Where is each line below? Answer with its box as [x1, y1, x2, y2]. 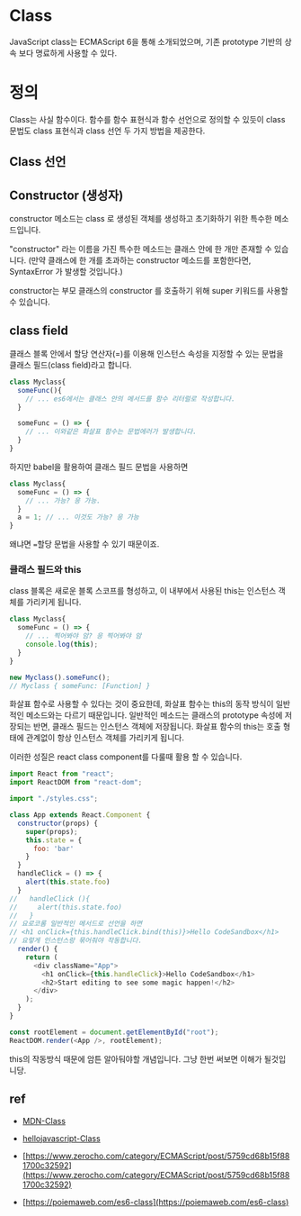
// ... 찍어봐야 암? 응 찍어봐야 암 [25, 631, 142, 640]
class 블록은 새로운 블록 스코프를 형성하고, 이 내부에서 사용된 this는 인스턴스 [9, 585, 277, 596]
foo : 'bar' [32, 844, 75, 853]
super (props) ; [25, 827, 78, 836]
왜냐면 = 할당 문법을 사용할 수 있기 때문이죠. [9, 539, 160, 549]
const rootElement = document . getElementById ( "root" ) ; [9, 1028, 219, 1037]
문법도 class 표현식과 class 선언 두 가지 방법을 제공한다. [9, 125, 206, 136]
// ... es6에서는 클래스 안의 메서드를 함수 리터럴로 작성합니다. [25, 394, 235, 404]
